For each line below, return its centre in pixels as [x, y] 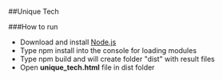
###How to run [33, 27]
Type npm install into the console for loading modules [108, 50]
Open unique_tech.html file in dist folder [87, 67]
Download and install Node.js [68, 42]
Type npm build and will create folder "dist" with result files [117, 59]
